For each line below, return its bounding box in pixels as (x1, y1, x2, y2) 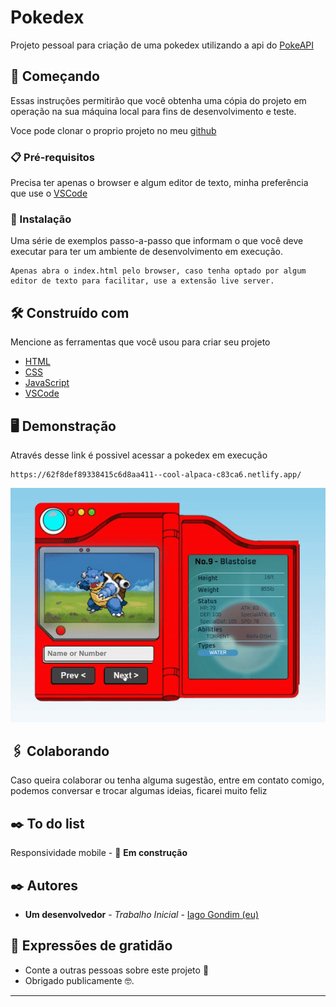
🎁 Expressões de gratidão (10, 937, 173, 955)
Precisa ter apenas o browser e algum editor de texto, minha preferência (10, 177, 309, 189)
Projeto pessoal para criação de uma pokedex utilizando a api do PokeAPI (10, 39, 315, 51)
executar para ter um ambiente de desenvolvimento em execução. (10, 246, 283, 258)
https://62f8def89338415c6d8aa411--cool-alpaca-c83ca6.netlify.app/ (10, 469, 302, 480)
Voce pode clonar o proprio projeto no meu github (10, 124, 217, 136)
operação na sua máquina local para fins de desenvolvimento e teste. (10, 105, 297, 117)
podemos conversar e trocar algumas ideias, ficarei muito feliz (10, 785, 268, 797)
